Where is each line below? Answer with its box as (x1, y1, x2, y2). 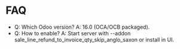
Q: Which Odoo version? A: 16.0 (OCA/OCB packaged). (14, 23, 150, 30)
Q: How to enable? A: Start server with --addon (14, 29, 131, 36)
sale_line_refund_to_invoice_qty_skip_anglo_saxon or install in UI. (14, 36, 175, 43)
